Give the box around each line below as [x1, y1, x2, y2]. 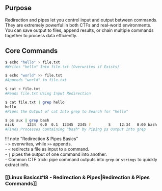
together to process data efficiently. [5, 32, 78, 38]
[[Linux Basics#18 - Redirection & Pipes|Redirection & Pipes [5, 174, 150, 181]
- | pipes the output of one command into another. [5, 151, 107, 157]
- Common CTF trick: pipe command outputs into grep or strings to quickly [5, 157, 158, 163]
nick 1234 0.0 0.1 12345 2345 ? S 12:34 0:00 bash [5, 122, 157, 127]
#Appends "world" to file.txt [5, 78, 67, 83]
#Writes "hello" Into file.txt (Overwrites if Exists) [5, 64, 120, 69]
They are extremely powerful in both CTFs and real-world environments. [5, 22, 152, 28]
